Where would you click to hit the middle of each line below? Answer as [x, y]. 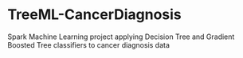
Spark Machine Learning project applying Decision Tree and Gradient [121, 37]
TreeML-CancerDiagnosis [95, 15]
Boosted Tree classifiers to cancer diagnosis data [89, 44]
